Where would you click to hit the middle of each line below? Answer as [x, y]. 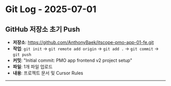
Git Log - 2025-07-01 [51, 9]
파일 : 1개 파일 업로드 [33, 67]
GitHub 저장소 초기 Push [43, 29]
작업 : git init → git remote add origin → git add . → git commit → [86, 49]
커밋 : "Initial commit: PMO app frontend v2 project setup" [72, 60]
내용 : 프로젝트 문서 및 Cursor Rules [48, 73]
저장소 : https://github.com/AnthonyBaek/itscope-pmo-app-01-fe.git [83, 42]
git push [22, 55]
